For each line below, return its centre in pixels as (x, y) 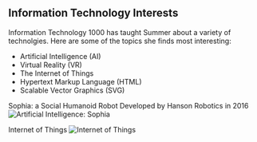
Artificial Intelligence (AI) (60, 56)
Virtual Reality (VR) (51, 65)
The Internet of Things (57, 73)
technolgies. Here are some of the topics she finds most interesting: (120, 41)
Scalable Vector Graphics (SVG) (72, 90)
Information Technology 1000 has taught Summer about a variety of (120, 32)
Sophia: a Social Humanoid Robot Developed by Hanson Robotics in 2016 (128, 105)
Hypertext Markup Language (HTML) (81, 81)
